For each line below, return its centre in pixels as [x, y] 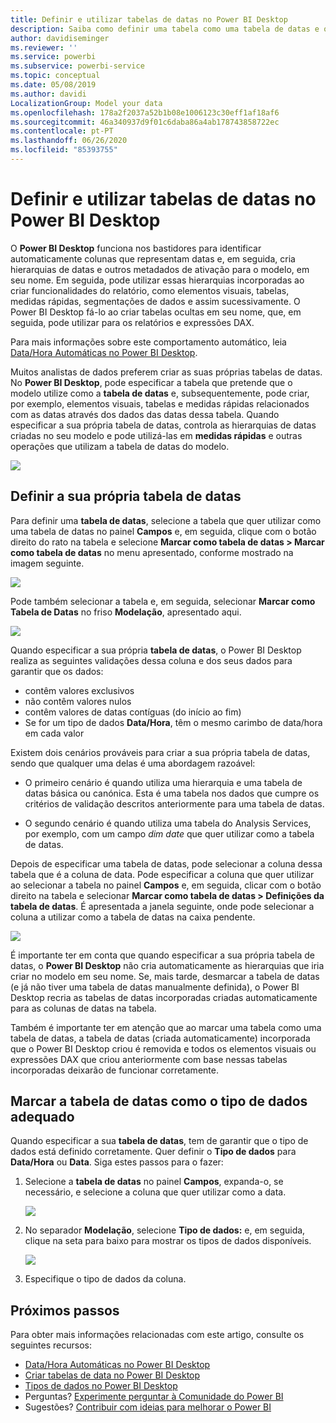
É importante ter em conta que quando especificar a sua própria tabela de [162, 955]
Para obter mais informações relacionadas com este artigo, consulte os [157, 1335]
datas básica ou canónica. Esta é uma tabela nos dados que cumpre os [172, 793]
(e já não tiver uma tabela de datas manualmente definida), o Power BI [155, 987]
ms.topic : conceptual [55, 76]
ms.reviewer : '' [44, 47]
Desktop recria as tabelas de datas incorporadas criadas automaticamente [164, 997]
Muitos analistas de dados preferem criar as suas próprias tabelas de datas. [166, 372]
